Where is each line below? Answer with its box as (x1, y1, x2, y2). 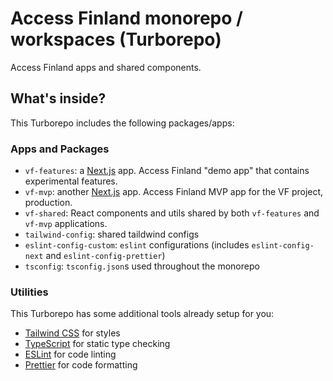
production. (24, 197, 73, 209)
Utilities (10, 285, 49, 299)
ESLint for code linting (24, 348, 117, 361)
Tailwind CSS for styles (24, 327, 121, 339)
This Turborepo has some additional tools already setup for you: (10, 308, 275, 320)
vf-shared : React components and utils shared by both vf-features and (24, 207, 320, 219)
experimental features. (24, 175, 118, 187)
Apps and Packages (10, 142, 110, 156)
